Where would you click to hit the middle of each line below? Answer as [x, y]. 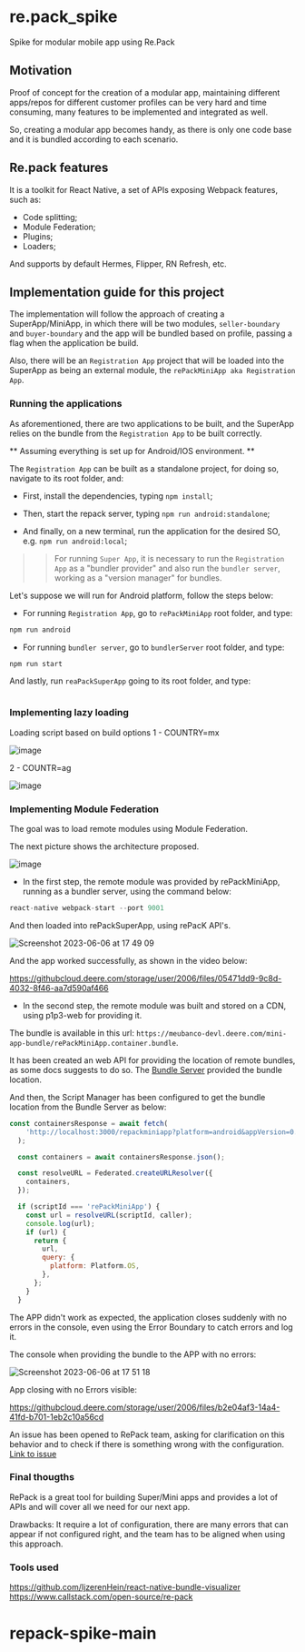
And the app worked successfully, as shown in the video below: [128, 960]
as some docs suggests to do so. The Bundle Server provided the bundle [146, 1069]
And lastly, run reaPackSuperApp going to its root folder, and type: [130, 681]
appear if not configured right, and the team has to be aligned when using [148, 1534]
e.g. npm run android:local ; [75, 541]
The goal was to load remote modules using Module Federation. [128, 829]
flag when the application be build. [74, 343]
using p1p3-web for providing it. [82, 1015]
